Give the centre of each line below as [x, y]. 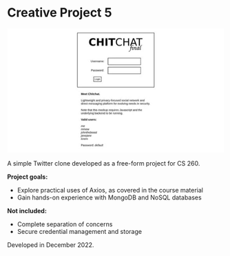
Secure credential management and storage [80, 231]
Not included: [27, 210]
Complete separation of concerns [65, 224]
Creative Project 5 [60, 13]
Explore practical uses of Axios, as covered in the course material [110, 190]
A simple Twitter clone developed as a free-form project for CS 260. [104, 163]
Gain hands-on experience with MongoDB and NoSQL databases [109, 197]
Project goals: [28, 177]
